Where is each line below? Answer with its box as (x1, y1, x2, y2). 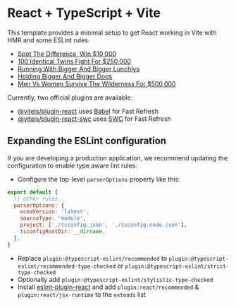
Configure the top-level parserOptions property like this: (17, 175, 181, 183)
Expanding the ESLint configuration (7, 135, 167, 147)
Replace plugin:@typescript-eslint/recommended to (17, 254, 168, 262)
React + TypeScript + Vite (7, 5, 161, 21)
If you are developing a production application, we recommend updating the (7, 153, 228, 162)
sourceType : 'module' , (20, 215, 87, 222)
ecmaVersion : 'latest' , (20, 208, 90, 216)
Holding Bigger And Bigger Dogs (17, 72, 113, 81)
